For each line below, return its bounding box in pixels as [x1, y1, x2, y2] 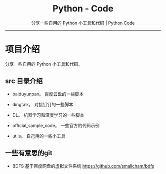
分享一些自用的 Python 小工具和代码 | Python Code [31, 20, 135, 26]
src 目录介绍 [5, 77, 43, 86]
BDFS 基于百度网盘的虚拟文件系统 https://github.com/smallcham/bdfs [12, 163, 155, 169]
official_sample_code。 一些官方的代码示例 [12, 122, 100, 129]
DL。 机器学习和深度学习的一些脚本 [12, 112, 84, 118]
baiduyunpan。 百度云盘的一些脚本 [12, 91, 84, 97]
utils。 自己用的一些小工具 [12, 133, 66, 139]
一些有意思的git [5, 149, 53, 157]
